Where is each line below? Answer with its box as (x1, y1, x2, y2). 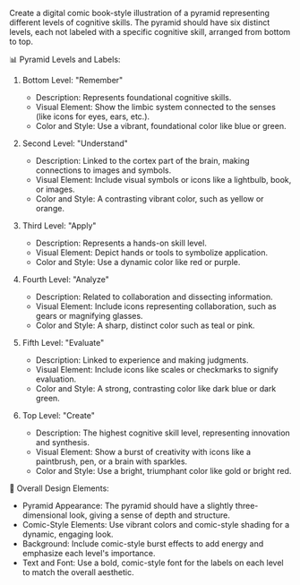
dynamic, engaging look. (21, 529, 114, 539)
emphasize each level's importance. (21, 548, 156, 558)
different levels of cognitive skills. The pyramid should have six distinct (9, 17, 270, 28)
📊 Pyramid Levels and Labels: (9, 54, 121, 65)
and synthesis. (35, 437, 90, 447)
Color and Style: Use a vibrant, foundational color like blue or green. (35, 121, 287, 131)
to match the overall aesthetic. (21, 567, 134, 577)
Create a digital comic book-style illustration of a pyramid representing (9, 8, 270, 18)
